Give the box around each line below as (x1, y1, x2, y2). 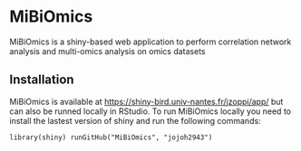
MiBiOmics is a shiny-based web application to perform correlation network (9, 36, 292, 47)
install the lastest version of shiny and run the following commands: (9, 115, 261, 126)
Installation (9, 72, 74, 88)
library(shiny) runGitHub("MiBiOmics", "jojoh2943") (9, 133, 213, 142)
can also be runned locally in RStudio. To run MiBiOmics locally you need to (9, 106, 292, 117)
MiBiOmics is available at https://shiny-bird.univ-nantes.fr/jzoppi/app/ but (9, 96, 284, 107)
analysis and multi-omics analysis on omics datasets (9, 45, 206, 56)
